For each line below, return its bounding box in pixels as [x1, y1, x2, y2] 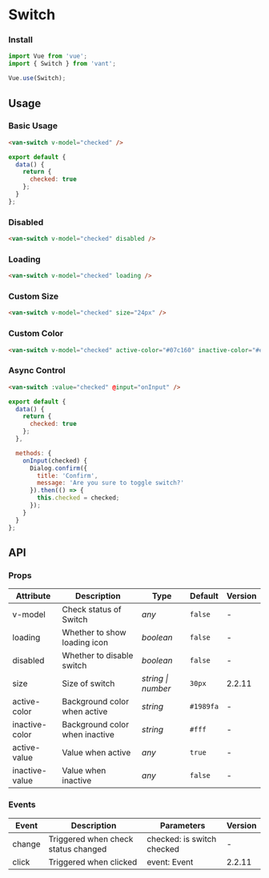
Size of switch [62, 678, 115, 689]
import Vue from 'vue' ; [8, 52, 88, 61]
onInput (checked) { [22, 456, 88, 465]
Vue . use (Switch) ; [8, 74, 66, 82]
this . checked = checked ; [37, 494, 120, 502]
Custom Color [8, 328, 64, 339]
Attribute [15, 591, 51, 602]
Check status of [62, 604, 122, 615]
